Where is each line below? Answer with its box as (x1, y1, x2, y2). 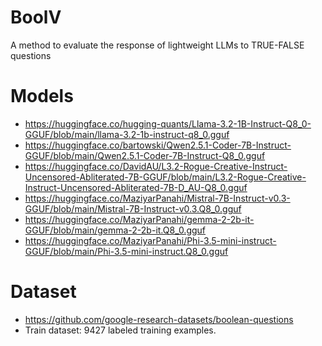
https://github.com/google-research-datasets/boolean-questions (24, 313, 294, 325)
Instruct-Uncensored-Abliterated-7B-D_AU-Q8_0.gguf (24, 181, 248, 193)
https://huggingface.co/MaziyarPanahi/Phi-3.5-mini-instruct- (24, 234, 277, 246)
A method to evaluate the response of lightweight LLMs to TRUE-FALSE (10, 39, 305, 51)
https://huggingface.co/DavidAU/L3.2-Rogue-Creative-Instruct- (24, 160, 288, 172)
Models (10, 85, 74, 108)
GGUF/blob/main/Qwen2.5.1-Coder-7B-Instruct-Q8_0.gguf (24, 149, 266, 161)
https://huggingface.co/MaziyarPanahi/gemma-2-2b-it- (24, 213, 255, 225)
